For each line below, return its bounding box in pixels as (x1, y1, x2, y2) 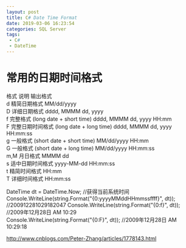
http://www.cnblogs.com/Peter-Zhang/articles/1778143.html (6, 235, 157, 242)
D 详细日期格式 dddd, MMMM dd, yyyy (6, 107, 104, 115)
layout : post (6, 9, 40, 15)
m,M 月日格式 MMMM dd (6, 152, 69, 159)
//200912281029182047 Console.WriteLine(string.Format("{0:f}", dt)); (6, 201, 181, 208)
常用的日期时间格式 (6, 71, 103, 85)
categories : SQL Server (6, 26, 67, 32)
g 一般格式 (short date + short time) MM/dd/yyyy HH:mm (6, 136, 149, 144)
